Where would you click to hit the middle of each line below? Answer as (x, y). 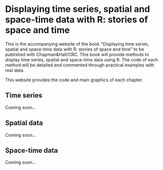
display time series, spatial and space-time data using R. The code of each (81, 59)
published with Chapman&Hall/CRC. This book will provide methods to (77, 54)
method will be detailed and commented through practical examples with (80, 65)
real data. (15, 70)
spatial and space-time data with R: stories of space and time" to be (75, 49)
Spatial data (24, 123)
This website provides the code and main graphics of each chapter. (74, 80)
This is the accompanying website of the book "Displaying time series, (77, 44)
